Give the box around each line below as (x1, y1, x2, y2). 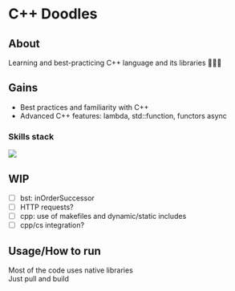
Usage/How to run (8, 244, 102, 257)
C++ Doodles (8, 5, 98, 23)
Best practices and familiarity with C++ (19, 102, 149, 112)
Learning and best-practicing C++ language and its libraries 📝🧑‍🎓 (8, 58, 222, 67)
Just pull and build (8, 273, 70, 283)
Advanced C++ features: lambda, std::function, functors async (19, 111, 227, 120)
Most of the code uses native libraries (8, 265, 134, 275)
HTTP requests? (19, 202, 74, 212)
